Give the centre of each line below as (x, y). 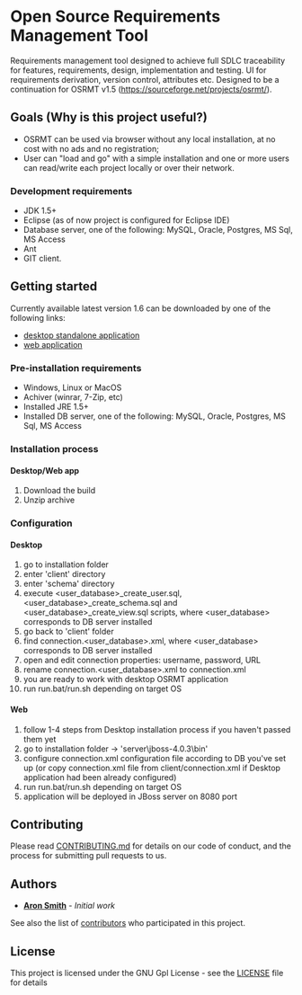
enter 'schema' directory (69, 584)
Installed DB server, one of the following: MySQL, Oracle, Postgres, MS (154, 416)
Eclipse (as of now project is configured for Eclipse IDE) (126, 220)
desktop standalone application (81, 335)
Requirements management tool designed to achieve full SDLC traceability (148, 60)
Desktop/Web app (45, 470)
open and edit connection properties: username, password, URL (142, 660)
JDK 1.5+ (40, 211)
